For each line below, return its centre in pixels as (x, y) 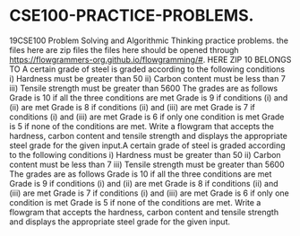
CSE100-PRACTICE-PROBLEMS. (132, 16)
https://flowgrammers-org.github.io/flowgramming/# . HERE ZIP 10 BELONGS (150, 59)
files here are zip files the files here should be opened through (124, 49)
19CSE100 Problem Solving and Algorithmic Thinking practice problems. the (149, 40)
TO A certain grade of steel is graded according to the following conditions (147, 69)
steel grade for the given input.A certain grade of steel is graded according (147, 145)
